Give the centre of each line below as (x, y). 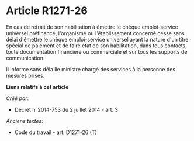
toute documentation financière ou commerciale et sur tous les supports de (97, 51)
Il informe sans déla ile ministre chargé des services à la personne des (91, 69)
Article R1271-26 (47, 11)
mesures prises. (25, 75)
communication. (25, 58)
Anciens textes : (25, 121)
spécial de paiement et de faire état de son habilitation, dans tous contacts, (96, 46)
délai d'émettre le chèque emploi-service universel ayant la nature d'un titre (97, 39)
